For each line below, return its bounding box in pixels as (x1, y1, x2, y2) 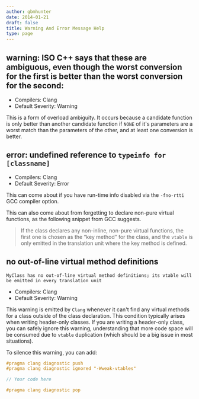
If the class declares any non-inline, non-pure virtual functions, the (20, 226, 184, 234)
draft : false (6, 20, 38, 25)
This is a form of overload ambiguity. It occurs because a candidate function (6, 114, 192, 121)
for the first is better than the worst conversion (6, 71, 183, 81)
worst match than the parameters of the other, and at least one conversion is (6, 126, 193, 133)
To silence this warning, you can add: (6, 349, 98, 356)
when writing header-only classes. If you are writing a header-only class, (6, 318, 185, 325)
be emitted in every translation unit (6, 277, 102, 283)
